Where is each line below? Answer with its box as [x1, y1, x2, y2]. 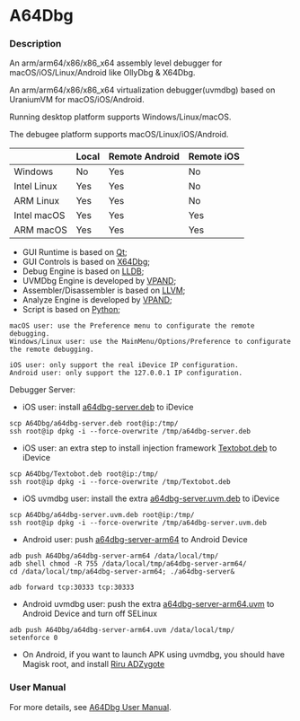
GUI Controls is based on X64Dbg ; [22, 257, 151, 268]
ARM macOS [13, 224, 67, 236]
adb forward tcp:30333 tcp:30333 [9, 583, 135, 593]
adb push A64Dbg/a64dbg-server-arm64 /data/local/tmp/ [9, 551, 219, 561]
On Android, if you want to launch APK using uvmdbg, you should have [22, 649, 286, 660]
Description [9, 38, 62, 50]
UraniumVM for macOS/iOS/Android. [9, 94, 146, 105]
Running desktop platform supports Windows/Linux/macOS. [9, 111, 232, 122]
